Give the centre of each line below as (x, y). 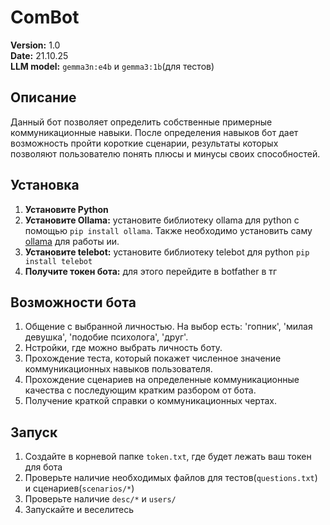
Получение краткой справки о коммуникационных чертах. (150, 401)
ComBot (45, 17)
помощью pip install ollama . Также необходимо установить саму (168, 230)
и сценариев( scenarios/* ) (79, 488)
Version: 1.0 (35, 45)
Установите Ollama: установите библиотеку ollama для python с (162, 220)
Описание (43, 97)
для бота (43, 467)
